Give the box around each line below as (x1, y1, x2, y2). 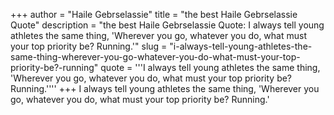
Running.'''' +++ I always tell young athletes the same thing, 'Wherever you (10, 83, 320, 94)
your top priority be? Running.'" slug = (10, 40, 168, 52)
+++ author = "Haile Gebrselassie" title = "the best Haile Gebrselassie (10, 9, 298, 20)
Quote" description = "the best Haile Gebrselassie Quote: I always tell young (10, 19, 325, 31)
